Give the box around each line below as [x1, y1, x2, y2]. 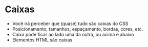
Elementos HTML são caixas [12, 37, 73, 43]
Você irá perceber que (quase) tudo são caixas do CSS [12, 20, 129, 27]
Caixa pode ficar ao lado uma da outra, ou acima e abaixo [12, 31, 134, 37]
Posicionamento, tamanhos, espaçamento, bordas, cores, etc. [12, 26, 143, 32]
